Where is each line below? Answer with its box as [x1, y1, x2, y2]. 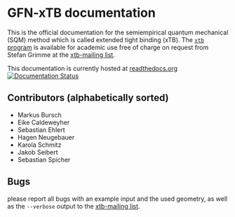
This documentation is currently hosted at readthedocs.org [7, 64, 177, 72]
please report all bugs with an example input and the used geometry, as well [7, 195, 228, 203]
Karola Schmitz [17, 140, 62, 149]
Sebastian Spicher [17, 155, 71, 164]
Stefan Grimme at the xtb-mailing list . [7, 51, 116, 59]
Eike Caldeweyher [17, 118, 70, 126]
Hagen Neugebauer [17, 133, 75, 141]
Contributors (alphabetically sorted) [7, 92, 170, 104]
